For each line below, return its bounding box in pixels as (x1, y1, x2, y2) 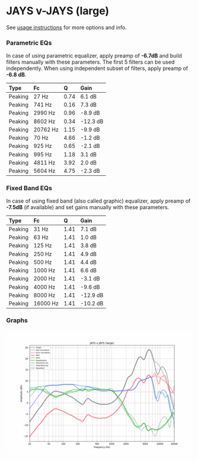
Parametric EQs (6, 39, 52, 47)
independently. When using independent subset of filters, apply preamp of (6, 65, 189, 72)
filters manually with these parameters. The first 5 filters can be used (6, 58, 175, 66)
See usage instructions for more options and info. (6, 24, 127, 31)
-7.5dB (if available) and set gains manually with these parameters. (6, 204, 170, 211)
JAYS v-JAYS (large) (6, 4, 110, 18)
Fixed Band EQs (6, 184, 52, 192)
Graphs (6, 316, 28, 324)
